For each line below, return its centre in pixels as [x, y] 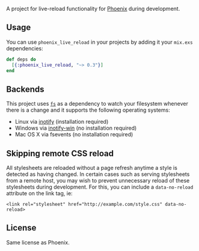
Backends [25, 89]
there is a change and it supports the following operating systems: [88, 110]
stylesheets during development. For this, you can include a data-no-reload [100, 187]
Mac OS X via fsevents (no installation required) [74, 135]
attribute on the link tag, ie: [40, 193]
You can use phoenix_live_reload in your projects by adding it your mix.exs [100, 42]
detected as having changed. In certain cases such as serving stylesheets [98, 174]
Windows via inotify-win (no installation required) [76, 128]
